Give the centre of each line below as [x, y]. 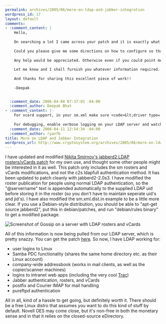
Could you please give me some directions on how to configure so [84, 51]
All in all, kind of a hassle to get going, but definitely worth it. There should [81, 300]
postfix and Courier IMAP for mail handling [56, 285]
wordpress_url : [21, 143]
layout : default [22, 19]
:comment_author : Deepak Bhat [41, 106]
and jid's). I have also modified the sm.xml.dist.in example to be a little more [82, 199]
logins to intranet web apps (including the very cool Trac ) [71, 275]
